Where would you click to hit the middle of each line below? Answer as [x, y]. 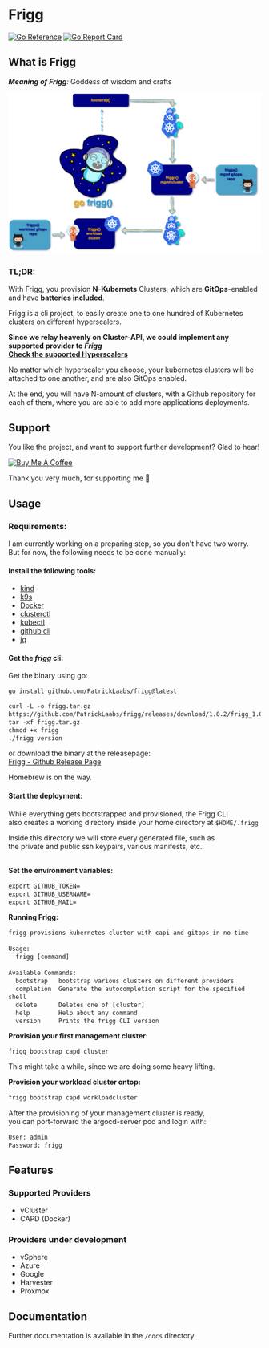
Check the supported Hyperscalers [68, 354]
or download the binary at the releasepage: [79, 753]
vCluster [34, 1210]
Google [32, 1274]
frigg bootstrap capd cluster [59, 1051]
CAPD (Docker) [45, 1218]
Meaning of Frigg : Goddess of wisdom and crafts [90, 81]
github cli [35, 631]
